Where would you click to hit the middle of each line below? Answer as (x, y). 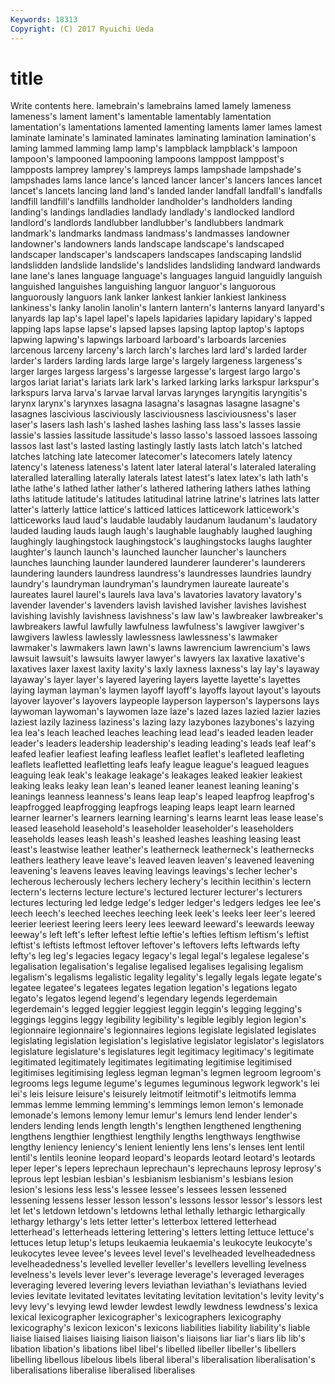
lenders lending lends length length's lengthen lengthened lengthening (156, 1126)
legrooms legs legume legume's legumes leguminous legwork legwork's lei (165, 1083)
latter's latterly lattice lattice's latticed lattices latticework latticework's (155, 510)
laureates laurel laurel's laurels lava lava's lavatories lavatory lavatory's (156, 595)
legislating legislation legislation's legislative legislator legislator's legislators (167, 1041)
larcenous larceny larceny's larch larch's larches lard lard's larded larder (159, 350)
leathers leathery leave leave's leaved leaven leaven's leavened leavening (162, 860)
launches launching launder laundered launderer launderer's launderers (158, 563)
